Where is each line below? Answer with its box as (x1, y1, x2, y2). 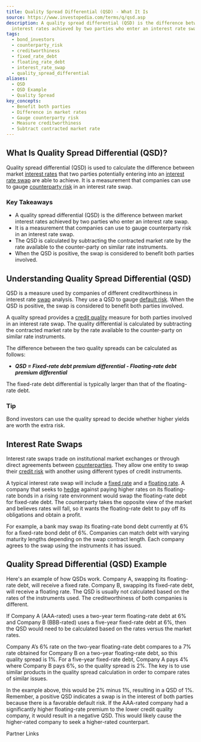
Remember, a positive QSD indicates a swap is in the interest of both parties (6, 693, 193, 700)
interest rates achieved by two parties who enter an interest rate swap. (14, 218, 190, 225)
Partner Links (6, 729, 39, 737)
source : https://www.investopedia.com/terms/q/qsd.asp (6, 14, 146, 20)
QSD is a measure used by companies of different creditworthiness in (6, 289, 178, 297)
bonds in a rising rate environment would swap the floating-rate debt (17, 492, 187, 499)
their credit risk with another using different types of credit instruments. (6, 468, 182, 475)
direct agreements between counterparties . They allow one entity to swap (6, 462, 188, 469)
